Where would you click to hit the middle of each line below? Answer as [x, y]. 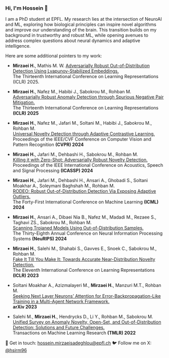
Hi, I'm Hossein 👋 [27, 8]
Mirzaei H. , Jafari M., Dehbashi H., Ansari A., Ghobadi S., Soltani [80, 181]
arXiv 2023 [25, 307]
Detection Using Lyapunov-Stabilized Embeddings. [66, 71]
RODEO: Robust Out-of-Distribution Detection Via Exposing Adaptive [84, 191]
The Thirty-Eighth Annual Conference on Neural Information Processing [88, 233]
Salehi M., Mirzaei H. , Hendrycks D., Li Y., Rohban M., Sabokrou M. [83, 317]
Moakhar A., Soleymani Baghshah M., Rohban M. [64, 186]
